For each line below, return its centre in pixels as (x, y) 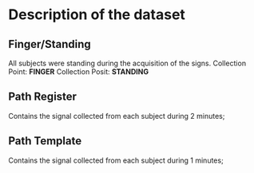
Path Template (45, 141)
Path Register (43, 97)
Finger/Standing (50, 44)
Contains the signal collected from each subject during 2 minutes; (117, 116)
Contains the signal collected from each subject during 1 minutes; (116, 160)
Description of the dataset (97, 15)
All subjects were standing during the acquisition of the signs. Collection (127, 63)
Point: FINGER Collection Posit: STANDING (79, 72)
